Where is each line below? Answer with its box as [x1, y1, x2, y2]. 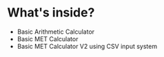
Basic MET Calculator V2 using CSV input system [17, 42, 157, 50]
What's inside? [7, 5, 95, 21]
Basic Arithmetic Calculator [17, 27, 95, 36]
